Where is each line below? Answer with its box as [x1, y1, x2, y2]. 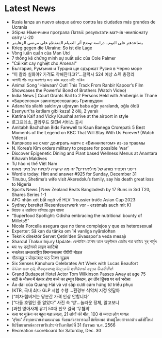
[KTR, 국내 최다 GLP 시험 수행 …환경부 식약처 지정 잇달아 [11, 287, 120, 293]
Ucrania [11, 24, 28, 30]
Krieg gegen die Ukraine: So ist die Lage [11, 45, 93, 51]
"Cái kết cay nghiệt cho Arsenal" [11, 60, 77, 66]
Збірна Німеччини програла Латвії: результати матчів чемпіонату [11, 29, 148, 35]
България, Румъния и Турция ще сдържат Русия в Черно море [11, 65, 142, 71]
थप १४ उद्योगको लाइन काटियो [11, 244, 59, 249]
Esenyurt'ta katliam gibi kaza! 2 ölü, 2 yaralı [11, 108, 99, 114]
